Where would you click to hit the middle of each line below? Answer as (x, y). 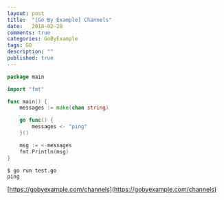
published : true (30, 58)
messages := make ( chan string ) (64, 108)
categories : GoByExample (43, 39)
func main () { (27, 101)
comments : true (29, 33)
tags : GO (20, 45)
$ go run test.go (32, 171)
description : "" (30, 52)
